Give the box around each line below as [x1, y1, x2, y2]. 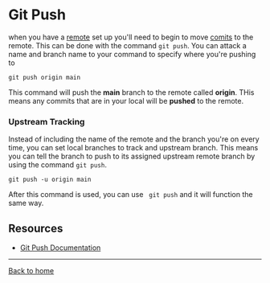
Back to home [8, 266, 55, 276]
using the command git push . [8, 160, 107, 170]
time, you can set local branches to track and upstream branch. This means [8, 143, 259, 153]
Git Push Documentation [19, 243, 101, 252]
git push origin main [8, 73, 81, 81]
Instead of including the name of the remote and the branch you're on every [8, 134, 260, 144]
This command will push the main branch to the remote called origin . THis [8, 87, 255, 97]
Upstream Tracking [8, 116, 85, 127]
